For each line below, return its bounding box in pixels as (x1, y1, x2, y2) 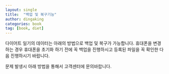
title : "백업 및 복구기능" (5, 12, 57, 17)
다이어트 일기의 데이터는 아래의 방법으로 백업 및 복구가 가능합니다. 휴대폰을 (5, 40, 152, 46)
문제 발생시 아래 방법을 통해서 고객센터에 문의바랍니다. (5, 63, 112, 69)
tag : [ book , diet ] (5, 26, 44, 31)
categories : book (5, 21, 42, 26)
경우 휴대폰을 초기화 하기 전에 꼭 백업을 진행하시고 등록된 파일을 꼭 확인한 (14, 46, 159, 52)
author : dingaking (5, 16, 44, 21)
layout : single (5, 7, 37, 12)
